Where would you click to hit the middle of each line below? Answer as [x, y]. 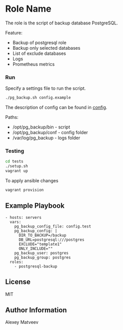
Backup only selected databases [46, 48]
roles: [17, 262]
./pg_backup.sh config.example [38, 98]
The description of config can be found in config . [56, 108]
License [18, 282]
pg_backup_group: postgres [43, 257]
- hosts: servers [23, 217]
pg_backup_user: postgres [42, 253]
